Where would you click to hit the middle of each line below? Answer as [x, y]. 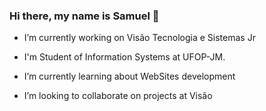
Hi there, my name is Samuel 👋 [84, 16]
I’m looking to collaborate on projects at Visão [118, 96]
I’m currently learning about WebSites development [129, 76]
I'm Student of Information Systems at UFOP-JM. [124, 57]
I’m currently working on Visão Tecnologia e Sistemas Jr [139, 38]
